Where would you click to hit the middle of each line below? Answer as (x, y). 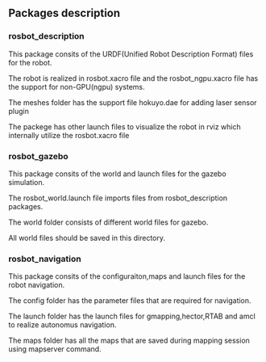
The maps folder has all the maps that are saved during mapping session (129, 341)
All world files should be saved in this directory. (87, 238)
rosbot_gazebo (38, 156)
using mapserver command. (55, 349)
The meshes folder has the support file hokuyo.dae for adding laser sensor (133, 102)
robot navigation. (37, 285)
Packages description (64, 13)
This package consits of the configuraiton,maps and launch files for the (127, 276)
